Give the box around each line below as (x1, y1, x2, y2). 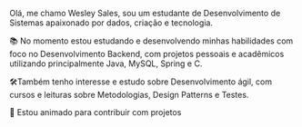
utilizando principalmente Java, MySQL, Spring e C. (9, 58, 203, 69)
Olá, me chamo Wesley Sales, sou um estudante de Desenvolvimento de (9, 8, 281, 18)
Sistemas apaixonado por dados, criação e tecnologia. (9, 17, 214, 28)
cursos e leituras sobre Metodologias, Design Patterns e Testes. (9, 90, 249, 100)
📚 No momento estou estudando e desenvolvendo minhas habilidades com (9, 35, 294, 46)
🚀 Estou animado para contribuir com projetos (9, 107, 182, 117)
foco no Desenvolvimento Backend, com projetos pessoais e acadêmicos (9, 49, 285, 59)
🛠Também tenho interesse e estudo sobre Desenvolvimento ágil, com (9, 76, 273, 87)
